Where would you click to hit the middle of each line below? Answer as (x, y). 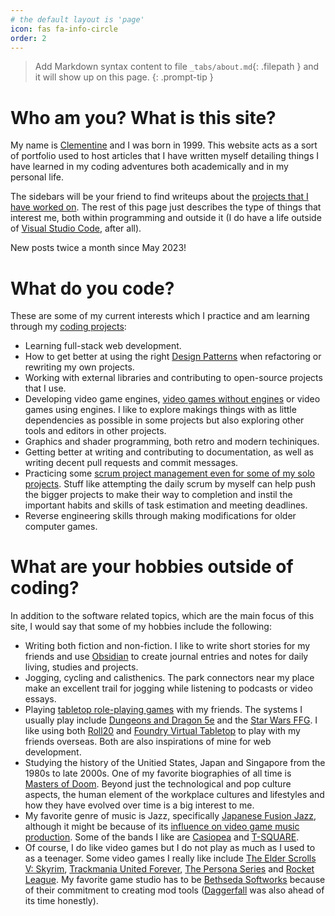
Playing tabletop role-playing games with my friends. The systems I (163, 710)
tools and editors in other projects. (95, 431)
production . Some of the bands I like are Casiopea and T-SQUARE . (162, 837)
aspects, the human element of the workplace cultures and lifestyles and (174, 795)
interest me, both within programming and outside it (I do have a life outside (166, 218)
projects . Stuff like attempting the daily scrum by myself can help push (170, 484)
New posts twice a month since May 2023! (98, 248)
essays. (40, 699)
